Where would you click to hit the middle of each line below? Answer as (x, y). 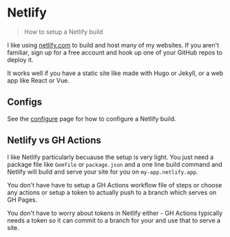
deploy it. (20, 59)
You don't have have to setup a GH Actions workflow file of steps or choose (115, 185)
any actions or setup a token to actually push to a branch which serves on (112, 192)
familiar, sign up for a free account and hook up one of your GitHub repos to (115, 52)
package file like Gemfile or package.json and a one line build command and (115, 164)
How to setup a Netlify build (63, 32)
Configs (25, 102)
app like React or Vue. (39, 80)
